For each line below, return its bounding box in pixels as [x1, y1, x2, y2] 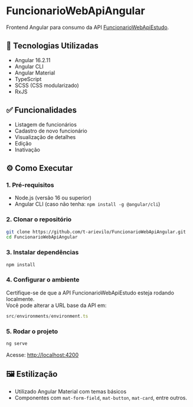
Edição [14, 140, 32, 147]
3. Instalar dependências [6, 248, 79, 257]
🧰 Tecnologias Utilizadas [6, 41, 99, 51]
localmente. [6, 295, 35, 302]
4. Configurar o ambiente [6, 276, 80, 284]
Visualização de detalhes [14, 133, 76, 140]
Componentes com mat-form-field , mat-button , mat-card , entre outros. [14, 394, 188, 401]
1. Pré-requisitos [6, 180, 54, 189]
